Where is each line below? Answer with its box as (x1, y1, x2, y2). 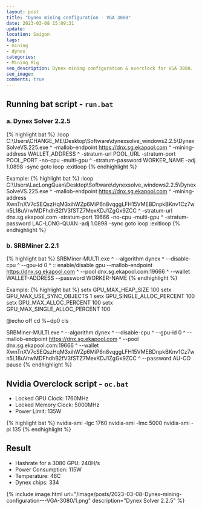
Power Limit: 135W (15, 407, 62, 415)
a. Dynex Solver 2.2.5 (6, 117, 71, 125)
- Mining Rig (6, 59, 39, 65)
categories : (6, 54, 36, 60)
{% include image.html (6, 490, 63, 497)
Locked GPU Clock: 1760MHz (15, 394, 89, 402)
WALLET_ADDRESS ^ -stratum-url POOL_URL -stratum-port (27, 150, 176, 157)
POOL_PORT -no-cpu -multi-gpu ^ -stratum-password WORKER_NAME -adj (6, 156, 196, 164)
